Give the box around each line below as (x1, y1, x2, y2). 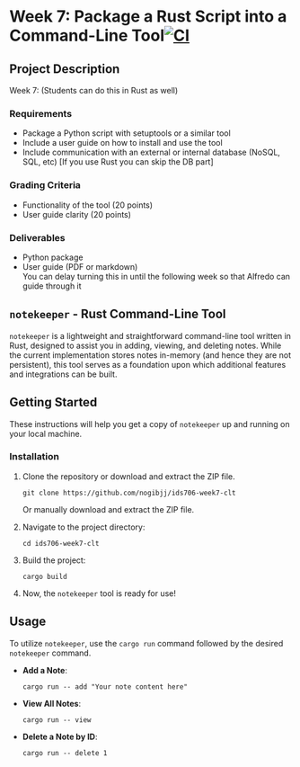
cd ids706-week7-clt (22, 539, 100, 548)
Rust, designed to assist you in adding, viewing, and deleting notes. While (9, 340, 282, 351)
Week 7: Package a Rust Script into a (9, 6, 287, 27)
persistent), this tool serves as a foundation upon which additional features (9, 359, 287, 370)
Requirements (9, 107, 73, 120)
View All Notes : (22, 698, 82, 709)
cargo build (22, 572, 67, 581)
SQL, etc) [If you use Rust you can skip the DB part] (22, 156, 214, 167)
